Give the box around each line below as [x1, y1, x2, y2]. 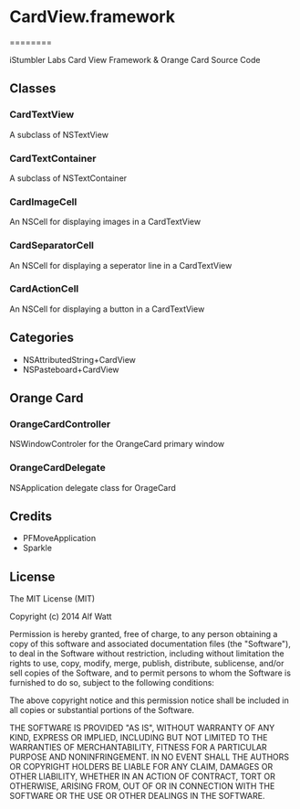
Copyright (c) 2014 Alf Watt [9, 611, 112, 623]
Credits [9, 509, 53, 524]
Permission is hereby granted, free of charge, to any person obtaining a [9, 629, 278, 640]
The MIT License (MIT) [9, 593, 96, 604]
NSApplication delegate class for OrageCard [9, 482, 176, 493]
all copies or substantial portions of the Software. [9, 705, 194, 716]
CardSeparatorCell [9, 240, 94, 252]
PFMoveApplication [22, 533, 97, 544]
